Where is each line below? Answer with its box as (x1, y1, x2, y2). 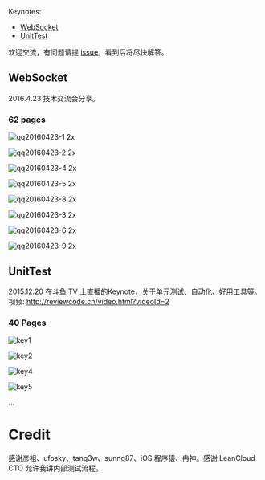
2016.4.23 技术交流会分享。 (8, 93, 100, 103)
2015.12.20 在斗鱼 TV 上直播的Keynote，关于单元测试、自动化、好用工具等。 (8, 287, 262, 296)
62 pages (8, 114, 47, 125)
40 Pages (8, 317, 47, 328)
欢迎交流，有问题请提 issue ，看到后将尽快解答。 (8, 47, 169, 57)
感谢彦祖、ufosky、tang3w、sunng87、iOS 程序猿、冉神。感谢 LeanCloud (8, 454, 255, 463)
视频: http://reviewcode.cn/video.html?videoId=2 (8, 296, 170, 306)
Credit (8, 425, 51, 444)
